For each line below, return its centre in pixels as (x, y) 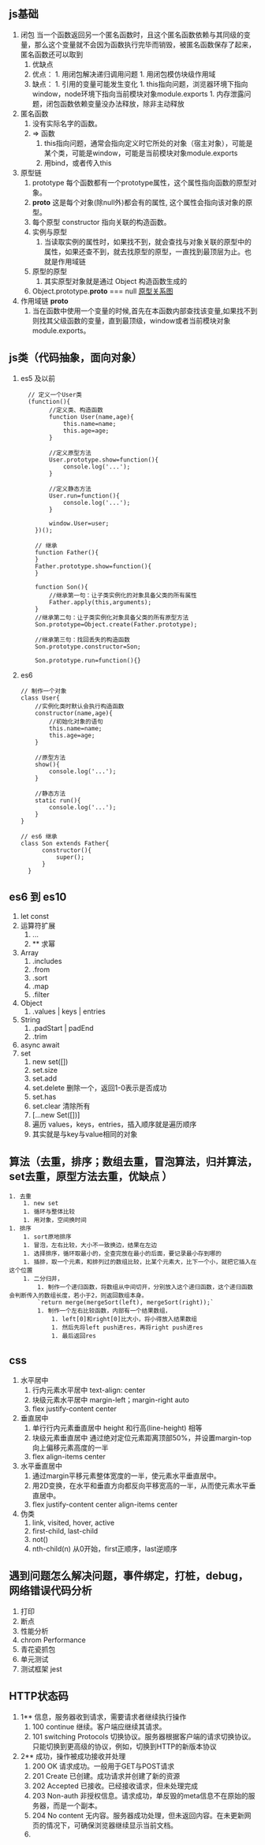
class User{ (40, 698)
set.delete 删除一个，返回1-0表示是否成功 (99, 1088)
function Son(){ (62, 587)
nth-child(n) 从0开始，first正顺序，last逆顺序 (105, 1549)
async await (40, 1045)
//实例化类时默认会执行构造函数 (80, 706)
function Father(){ (67, 552)
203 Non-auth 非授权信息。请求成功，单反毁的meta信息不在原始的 (140, 1795)
